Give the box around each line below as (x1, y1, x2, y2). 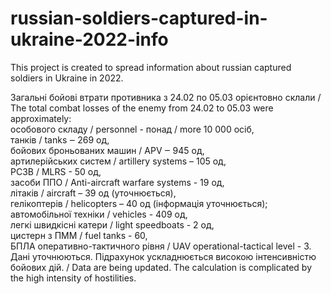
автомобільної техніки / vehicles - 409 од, (10, 208, 188, 220)
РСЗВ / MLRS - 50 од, (10, 165, 102, 177)
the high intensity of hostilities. (10, 272, 137, 284)
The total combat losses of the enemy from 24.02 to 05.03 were (10, 102, 274, 114)
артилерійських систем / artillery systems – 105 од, (10, 155, 227, 167)
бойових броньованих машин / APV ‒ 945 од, (10, 144, 205, 156)
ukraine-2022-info (10, 28, 169, 51)
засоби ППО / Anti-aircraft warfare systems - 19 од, (10, 176, 225, 188)
